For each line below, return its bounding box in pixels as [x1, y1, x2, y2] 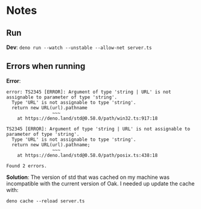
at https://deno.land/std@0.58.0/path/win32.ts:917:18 [17, 115, 158, 121]
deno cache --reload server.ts [6, 198, 85, 204]
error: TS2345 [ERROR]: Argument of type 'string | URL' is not [6, 89, 171, 95]
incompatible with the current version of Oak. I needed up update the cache [6, 179, 195, 187]
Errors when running [6, 61, 86, 71]
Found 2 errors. [6, 162, 47, 169]
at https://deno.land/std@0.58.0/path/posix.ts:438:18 [17, 152, 158, 158]
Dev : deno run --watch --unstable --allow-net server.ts [6, 43, 152, 51]
